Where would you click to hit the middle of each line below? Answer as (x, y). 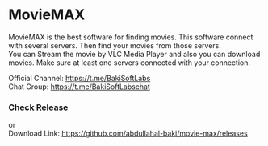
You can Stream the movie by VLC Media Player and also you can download (134, 54)
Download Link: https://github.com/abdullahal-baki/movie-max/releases (128, 133)
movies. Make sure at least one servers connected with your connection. (130, 63)
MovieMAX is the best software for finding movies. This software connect (131, 37)
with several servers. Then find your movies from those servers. (115, 45)
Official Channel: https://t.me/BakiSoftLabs (80, 78)
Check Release (38, 107)
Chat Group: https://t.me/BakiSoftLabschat (80, 87)
